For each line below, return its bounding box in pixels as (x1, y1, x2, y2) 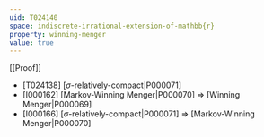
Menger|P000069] (22, 99, 92, 110)
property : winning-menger (9, 30, 106, 39)
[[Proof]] (9, 63, 42, 73)
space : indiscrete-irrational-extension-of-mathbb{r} (9, 21, 216, 30)
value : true (9, 38, 54, 47)
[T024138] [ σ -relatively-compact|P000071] (22, 80, 182, 90)
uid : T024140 (9, 13, 58, 22)
